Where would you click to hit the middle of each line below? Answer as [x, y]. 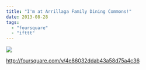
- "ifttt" [23, 33]
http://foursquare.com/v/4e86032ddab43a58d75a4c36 [73, 61]
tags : [13, 22]
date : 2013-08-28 [27, 17]
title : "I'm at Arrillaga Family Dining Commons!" [69, 11]
